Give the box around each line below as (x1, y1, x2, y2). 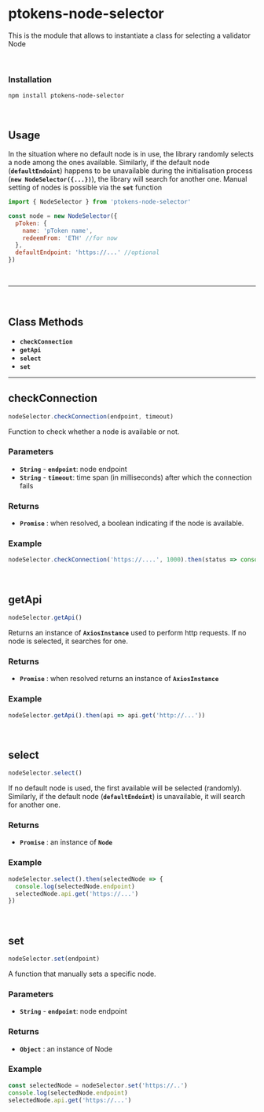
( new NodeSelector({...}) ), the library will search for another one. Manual (8, 175, 247, 184)
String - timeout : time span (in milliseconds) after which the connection (19, 473, 252, 482)
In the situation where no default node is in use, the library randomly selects (8, 149, 254, 159)
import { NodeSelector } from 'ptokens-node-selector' (8, 198, 192, 206)
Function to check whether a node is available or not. (8, 426, 180, 436)
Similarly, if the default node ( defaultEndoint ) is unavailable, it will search (8, 792, 246, 801)
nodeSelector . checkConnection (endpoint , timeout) (8, 412, 174, 421)
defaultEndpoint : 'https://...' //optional (15, 249, 159, 256)
